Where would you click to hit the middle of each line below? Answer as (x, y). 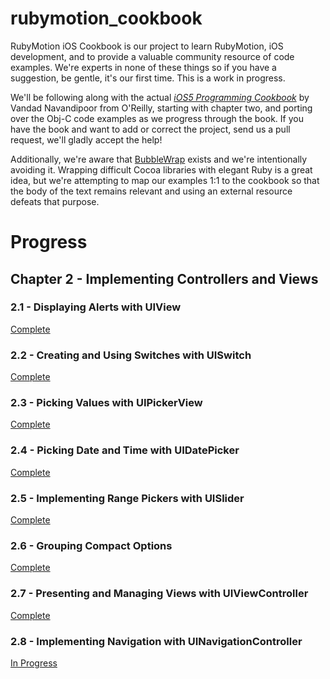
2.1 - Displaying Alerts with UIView (96, 307)
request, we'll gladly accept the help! (86, 139)
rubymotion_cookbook (106, 18)
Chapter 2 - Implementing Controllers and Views (164, 278)
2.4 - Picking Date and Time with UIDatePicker (125, 450)
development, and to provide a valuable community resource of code (152, 56)
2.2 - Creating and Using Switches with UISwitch (131, 355)
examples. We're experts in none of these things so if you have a (143, 67)
